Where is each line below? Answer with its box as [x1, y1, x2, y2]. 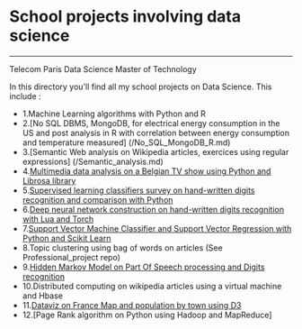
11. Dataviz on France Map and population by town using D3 [22, 299, 242, 310]
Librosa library [22, 175, 76, 186]
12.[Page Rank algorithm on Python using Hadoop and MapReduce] [22, 309, 272, 320]
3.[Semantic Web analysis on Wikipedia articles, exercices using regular [22, 146, 289, 157]
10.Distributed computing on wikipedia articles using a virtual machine [22, 280, 282, 291]
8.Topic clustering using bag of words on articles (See [22, 242, 223, 253]
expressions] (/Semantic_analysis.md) [22, 156, 164, 167]
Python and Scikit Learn [22, 233, 111, 243]
